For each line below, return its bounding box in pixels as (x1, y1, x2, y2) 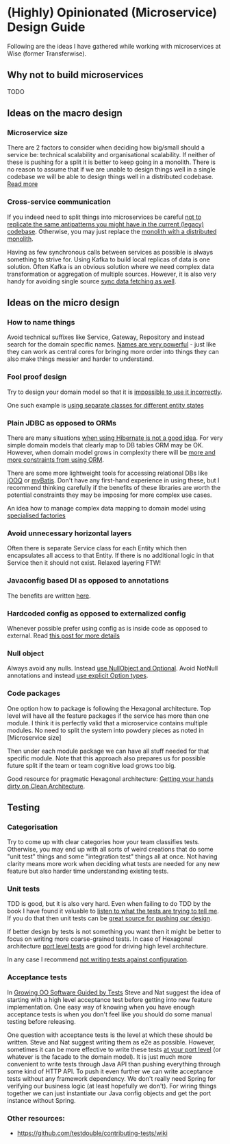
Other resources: (7, 1113, 65, 1123)
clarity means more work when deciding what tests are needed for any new (7, 860, 220, 868)
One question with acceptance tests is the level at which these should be (7, 1031, 214, 1039)
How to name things (7, 318, 75, 327)
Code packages (7, 688, 60, 698)
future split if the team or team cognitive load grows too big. (7, 761, 177, 769)
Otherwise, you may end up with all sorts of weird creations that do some (7, 845, 214, 854)
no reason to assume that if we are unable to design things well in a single (7, 165, 216, 174)
